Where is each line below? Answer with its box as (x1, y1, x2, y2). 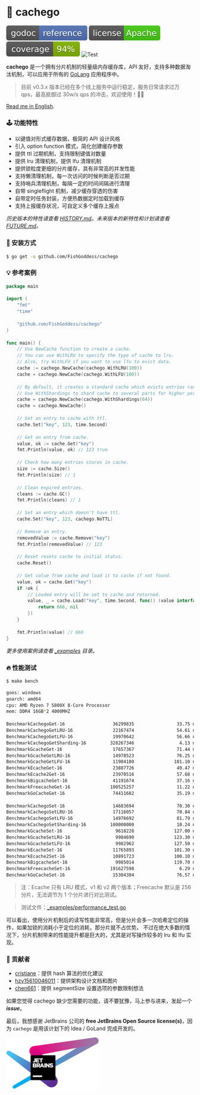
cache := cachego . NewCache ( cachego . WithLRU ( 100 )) (17, 365, 143, 372)
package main (6, 283, 39, 289)
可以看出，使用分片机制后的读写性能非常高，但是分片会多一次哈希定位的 (6, 917, 183, 923)
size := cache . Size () (17, 466, 70, 472)
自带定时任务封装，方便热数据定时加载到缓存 (14, 195, 125, 202)
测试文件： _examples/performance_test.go (20, 904, 126, 911)
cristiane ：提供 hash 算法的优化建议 (14, 970, 103, 977)
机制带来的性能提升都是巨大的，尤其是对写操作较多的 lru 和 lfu (32, 932, 185, 938)
